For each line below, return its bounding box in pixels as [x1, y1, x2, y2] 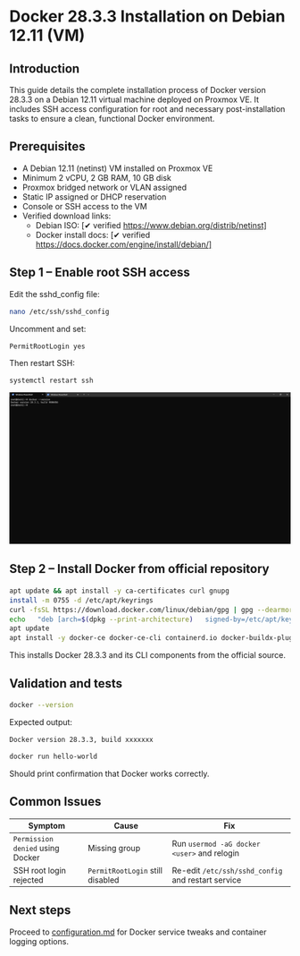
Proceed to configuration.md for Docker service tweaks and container [9, 926, 267, 937]
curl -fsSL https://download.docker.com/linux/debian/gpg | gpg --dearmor [9, 605, 294, 614]
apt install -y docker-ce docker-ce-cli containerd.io [9, 634, 218, 643]
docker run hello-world [9, 752, 98, 761]
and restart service [171, 875, 242, 885]
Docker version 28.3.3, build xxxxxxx [9, 735, 154, 744]
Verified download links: [21, 210, 112, 221]
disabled [87, 875, 120, 885]
